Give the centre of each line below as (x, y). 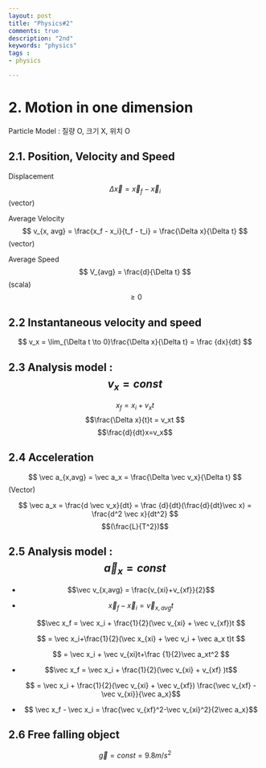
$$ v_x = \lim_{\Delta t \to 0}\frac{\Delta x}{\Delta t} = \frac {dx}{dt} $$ (135, 342)
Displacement (31, 176)
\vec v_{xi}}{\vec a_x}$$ (141, 694)
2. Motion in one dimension (101, 107)
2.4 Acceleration (51, 458)
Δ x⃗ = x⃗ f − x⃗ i (135, 190)
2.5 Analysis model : (61, 552)
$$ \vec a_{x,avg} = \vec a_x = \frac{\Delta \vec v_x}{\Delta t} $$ (135, 477)
